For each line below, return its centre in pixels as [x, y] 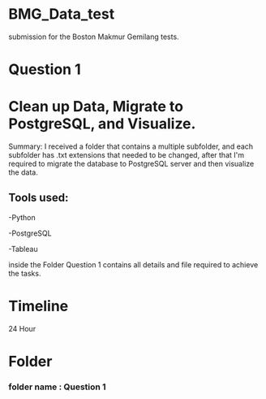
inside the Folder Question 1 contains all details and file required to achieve [133, 264]
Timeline [39, 306]
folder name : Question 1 [58, 387]
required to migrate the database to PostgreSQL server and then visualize [131, 164]
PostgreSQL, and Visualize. [102, 124]
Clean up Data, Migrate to [96, 107]
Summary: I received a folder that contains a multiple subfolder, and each [131, 146]
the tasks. [25, 273]
